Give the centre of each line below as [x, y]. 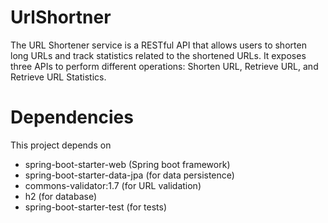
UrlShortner [61, 17]
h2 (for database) [61, 196]
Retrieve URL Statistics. [58, 77]
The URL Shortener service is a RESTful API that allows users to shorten [158, 45]
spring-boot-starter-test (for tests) [96, 207]
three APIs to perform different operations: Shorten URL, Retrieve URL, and [164, 66]
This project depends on [61, 145]
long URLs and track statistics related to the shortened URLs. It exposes [158, 55]
